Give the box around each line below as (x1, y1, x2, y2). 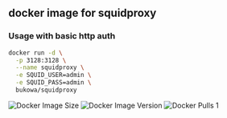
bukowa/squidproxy (15, 86, 78, 95)
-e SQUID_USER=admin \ (15, 71, 92, 79)
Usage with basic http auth (8, 31, 116, 42)
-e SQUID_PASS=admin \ (15, 79, 92, 87)
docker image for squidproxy (8, 6, 157, 20)
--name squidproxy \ (15, 63, 85, 71)
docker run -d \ (8, 48, 63, 57)
